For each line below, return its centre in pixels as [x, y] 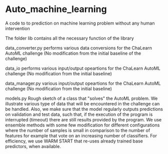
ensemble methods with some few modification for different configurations [82, 125]
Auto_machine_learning [56, 9]
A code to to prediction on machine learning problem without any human [80, 23]
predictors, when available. [33, 146]
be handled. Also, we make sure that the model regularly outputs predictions [84, 109]
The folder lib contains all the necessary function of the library [70, 38]
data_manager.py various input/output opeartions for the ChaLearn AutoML [83, 83]
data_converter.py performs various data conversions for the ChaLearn [78, 48]
